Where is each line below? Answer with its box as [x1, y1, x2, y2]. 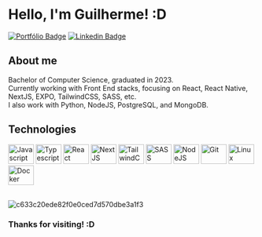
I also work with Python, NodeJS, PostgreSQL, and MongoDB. [8, 100, 208, 109]
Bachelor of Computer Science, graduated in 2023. [8, 75, 174, 84]
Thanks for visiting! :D [8, 219, 95, 230]
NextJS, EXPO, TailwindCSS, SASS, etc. [8, 92, 137, 101]
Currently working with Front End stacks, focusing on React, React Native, [8, 83, 248, 93]
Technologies [8, 123, 77, 137]
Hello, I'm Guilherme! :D [8, 5, 167, 24]
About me [8, 54, 57, 67]
